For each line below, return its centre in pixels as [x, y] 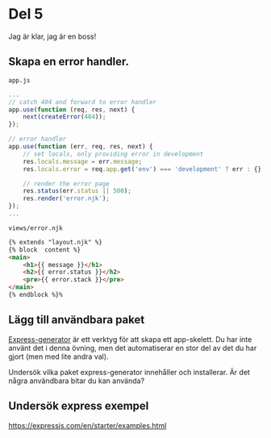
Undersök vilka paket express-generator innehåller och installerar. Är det [129, 372]
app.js [19, 80]
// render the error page [67, 184]
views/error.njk [35, 228]
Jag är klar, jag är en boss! [52, 36]
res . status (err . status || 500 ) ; [77, 191]
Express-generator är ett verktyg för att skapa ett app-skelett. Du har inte [130, 339]
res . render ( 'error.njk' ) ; [67, 198]
